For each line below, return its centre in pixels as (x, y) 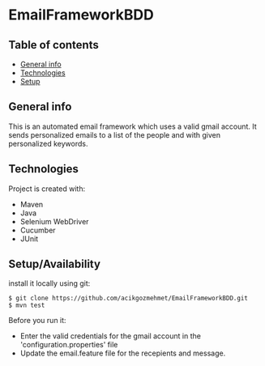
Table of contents (53, 45)
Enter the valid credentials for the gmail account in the (110, 336)
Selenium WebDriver (54, 221)
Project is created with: (47, 189)
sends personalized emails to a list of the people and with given (115, 134)
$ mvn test (27, 305)
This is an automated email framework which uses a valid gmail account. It (132, 126)
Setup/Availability (55, 264)
